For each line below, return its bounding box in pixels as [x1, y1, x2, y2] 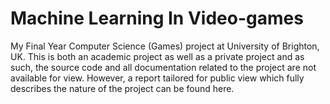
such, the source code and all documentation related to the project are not [10, 61, 317, 73]
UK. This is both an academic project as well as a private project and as [10, 50, 305, 62]
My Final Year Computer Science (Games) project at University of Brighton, [10, 40, 320, 52]
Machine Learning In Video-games [10, 7, 304, 30]
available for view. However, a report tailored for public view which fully [10, 72, 305, 84]
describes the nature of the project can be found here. [10, 82, 235, 94]
